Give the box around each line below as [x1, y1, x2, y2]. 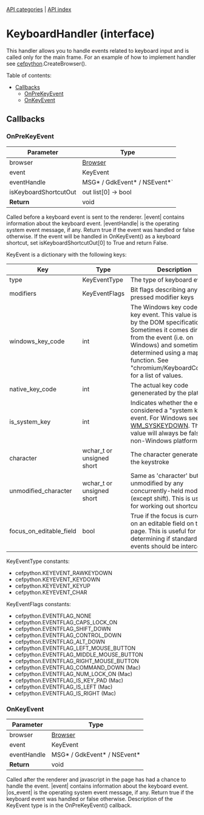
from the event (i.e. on [130, 333, 194, 341]
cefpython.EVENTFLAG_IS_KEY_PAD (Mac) [15, 677, 123, 684]
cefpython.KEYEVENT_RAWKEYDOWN [15, 569, 112, 576]
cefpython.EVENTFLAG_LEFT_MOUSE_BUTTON [15, 644, 136, 652]
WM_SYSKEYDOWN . [130, 421, 190, 429]
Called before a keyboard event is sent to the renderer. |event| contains [6, 213, 185, 220]
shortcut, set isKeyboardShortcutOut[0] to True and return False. [6, 239, 168, 246]
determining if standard [130, 534, 197, 543]
